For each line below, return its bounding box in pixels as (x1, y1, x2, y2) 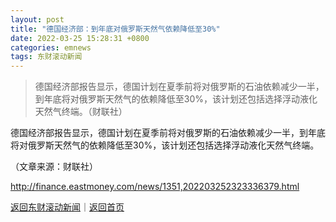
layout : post (10, 14, 65, 25)
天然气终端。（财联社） (34, 106, 128, 118)
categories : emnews (10, 42, 92, 53)
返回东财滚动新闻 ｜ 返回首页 (10, 201, 125, 213)
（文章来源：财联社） (10, 161, 98, 173)
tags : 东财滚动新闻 (10, 52, 83, 62)
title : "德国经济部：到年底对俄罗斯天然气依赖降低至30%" (10, 24, 221, 34)
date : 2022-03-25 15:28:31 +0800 (10, 33, 150, 43)
